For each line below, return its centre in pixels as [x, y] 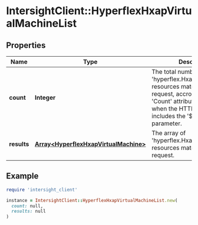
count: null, [27, 206]
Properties [26, 45]
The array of [169, 133]
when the [165, 109]
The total [164, 72]
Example [22, 176]
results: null [29, 211]
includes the [169, 116]
